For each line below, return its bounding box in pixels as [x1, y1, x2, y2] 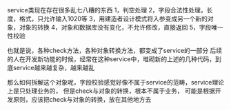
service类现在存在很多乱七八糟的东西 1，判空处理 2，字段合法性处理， [7, 6, 207, 14]
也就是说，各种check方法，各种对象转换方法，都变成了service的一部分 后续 [7, 47, 223, 54]
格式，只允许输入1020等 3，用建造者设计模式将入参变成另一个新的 [19, 14, 208, 23]
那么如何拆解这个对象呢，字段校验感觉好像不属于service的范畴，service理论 [7, 78, 224, 86]
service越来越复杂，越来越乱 [12, 64, 95, 71]
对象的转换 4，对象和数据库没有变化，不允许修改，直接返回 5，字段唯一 [19, 23, 224, 31]
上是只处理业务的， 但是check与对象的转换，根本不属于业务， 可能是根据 [7, 87, 215, 95]
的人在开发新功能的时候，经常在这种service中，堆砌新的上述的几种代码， [7, 55, 216, 63]
